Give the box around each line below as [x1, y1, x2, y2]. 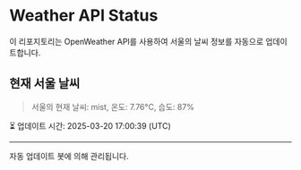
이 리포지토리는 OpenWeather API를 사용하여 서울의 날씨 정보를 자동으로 [9, 36, 264, 47]
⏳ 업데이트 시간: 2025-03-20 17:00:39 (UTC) [9, 120, 172, 131]
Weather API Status [9, 5, 159, 26]
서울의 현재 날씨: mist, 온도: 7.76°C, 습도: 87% [30, 101, 195, 112]
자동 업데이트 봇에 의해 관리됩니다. [9, 150, 129, 161]
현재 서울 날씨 [9, 76, 81, 91]
